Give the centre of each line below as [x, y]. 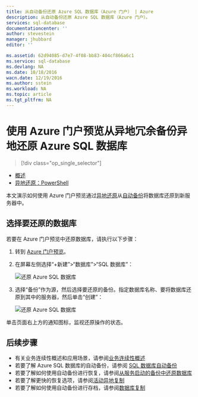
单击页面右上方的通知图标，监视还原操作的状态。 [66, 322]
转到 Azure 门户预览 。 [42, 251]
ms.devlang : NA [25, 67]
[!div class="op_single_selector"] [61, 163]
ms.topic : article [29, 95]
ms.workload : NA [26, 89]
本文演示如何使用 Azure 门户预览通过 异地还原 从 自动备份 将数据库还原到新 [96, 195]
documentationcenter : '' [37, 28]
